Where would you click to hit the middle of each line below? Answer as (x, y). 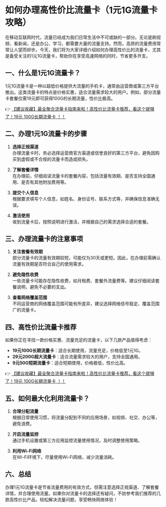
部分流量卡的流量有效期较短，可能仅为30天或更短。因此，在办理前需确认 (86, 258)
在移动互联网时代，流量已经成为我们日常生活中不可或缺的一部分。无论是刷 (81, 37)
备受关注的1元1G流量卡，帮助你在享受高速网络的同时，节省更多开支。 (80, 56)
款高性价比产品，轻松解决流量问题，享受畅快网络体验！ (61, 500)
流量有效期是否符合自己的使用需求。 (49, 264)
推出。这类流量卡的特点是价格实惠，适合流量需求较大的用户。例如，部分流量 (83, 92)
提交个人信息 (25, 192)
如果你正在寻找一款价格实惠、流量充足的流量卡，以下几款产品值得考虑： (79, 340)
